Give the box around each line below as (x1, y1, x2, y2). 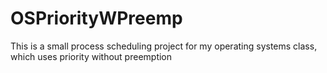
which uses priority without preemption (10, 50, 173, 62)
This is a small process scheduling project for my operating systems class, (10, 40, 318, 52)
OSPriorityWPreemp (10, 7, 183, 30)
